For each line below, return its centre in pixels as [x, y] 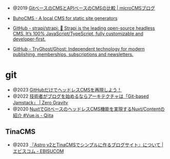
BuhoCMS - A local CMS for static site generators [65, 18]
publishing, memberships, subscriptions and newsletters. [73, 54]
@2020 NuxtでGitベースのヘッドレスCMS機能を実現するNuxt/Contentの [89, 109]
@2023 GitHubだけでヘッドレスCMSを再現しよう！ [67, 89]
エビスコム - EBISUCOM [38, 151]
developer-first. [29, 39]
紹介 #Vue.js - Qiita [33, 115]
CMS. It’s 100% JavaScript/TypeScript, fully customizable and [78, 33]
